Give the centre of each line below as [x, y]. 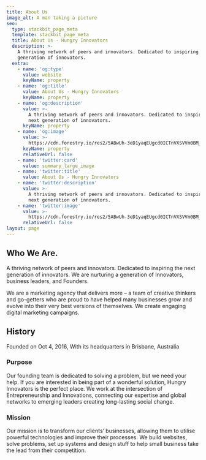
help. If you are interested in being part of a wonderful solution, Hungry [96, 382]
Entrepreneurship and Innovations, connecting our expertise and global [96, 395]
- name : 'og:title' [42, 86]
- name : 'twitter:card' [48, 160]
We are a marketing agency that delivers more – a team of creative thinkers [101, 293]
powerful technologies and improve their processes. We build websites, [97, 437]
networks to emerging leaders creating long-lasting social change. [90, 401]
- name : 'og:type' [41, 69]
